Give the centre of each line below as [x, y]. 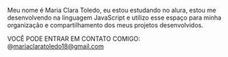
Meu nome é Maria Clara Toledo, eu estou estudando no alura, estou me [112, 10]
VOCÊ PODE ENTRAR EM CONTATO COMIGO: [74, 39]
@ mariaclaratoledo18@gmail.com [55, 46]
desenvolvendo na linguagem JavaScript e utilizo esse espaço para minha [114, 18]
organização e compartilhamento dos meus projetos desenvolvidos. [105, 25]
